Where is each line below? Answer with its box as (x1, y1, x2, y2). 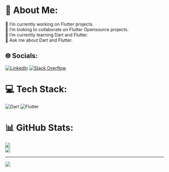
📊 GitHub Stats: (5, 122, 74, 133)
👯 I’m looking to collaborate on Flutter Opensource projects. (5, 26, 129, 32)
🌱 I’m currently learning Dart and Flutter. (5, 32, 89, 38)
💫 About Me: (5, 5, 58, 16)
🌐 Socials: (5, 52, 38, 60)
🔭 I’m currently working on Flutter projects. (5, 21, 94, 27)
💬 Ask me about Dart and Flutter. (5, 37, 73, 43)
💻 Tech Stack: (5, 83, 67, 95)
